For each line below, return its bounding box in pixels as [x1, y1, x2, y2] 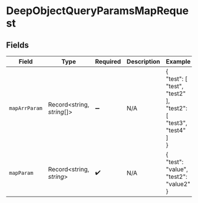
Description [126, 58, 160, 65]
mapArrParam [9, 105, 43, 111]
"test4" [166, 127, 186, 134]
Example [166, 58, 191, 65]
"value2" [166, 180, 190, 188]
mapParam [9, 169, 34, 176]
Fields [6, 40, 29, 50]
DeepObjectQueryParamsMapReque [6, 4, 189, 18]
